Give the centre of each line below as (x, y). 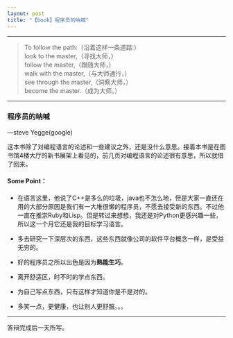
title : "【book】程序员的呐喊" (48, 20)
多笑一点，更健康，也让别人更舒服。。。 (72, 306)
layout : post (26, 14)
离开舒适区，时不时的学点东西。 (63, 277)
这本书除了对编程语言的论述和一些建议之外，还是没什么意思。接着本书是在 (113, 146)
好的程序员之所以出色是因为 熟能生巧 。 (72, 262)
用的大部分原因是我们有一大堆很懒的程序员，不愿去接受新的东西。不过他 (120, 206)
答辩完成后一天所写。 (37, 328)
